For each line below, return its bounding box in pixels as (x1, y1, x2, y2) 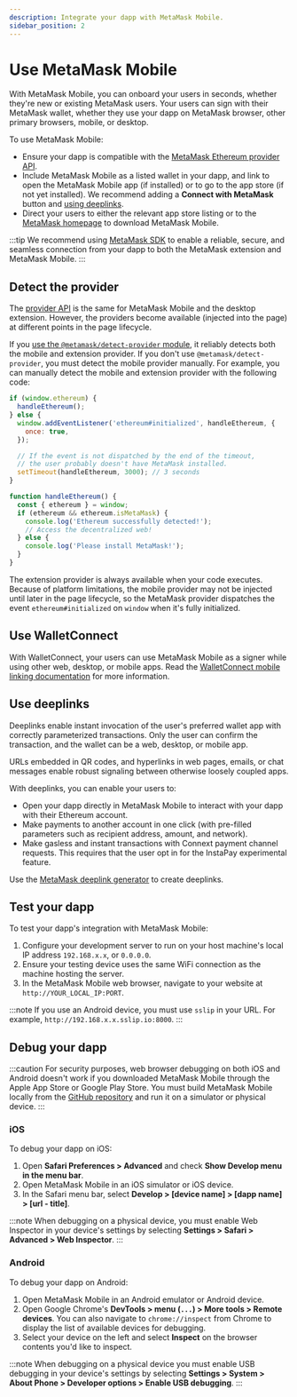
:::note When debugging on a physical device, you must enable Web (9, 1216, 259, 1226)
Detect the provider (9, 279, 120, 294)
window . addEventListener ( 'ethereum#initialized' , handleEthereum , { (17, 418, 276, 427)
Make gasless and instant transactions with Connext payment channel (21, 837, 278, 848)
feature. (21, 856, 51, 867)
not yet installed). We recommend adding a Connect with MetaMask (21, 189, 274, 200)
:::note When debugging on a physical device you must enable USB (9, 1358, 255, 1369)
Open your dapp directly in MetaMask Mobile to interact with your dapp (21, 800, 284, 811)
